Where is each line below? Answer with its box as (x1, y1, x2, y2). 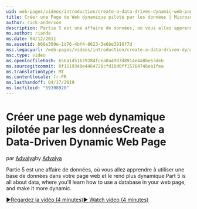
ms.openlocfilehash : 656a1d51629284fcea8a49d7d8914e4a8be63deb (6, 58, 164, 63)
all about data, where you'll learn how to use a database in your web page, (6, 178, 186, 186)
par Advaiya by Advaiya (6, 154, 62, 161)
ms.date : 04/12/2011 (6, 36, 57, 42)
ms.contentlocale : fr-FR (6, 74, 67, 80)
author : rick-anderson (6, 19, 62, 25)
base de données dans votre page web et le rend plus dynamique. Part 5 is (6, 172, 186, 179)
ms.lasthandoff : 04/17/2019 (6, 80, 75, 86)
